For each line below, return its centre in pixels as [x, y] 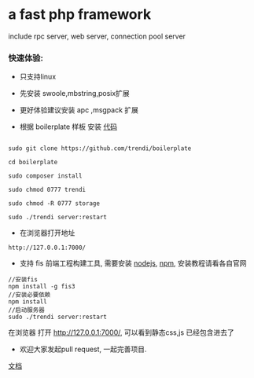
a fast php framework [80, 15]
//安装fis [23, 280]
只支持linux [38, 77]
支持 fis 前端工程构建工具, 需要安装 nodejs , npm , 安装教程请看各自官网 [133, 263]
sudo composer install [45, 176]
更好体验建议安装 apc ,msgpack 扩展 [79, 110]
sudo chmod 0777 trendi [47, 190]
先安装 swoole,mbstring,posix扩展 [74, 94]
